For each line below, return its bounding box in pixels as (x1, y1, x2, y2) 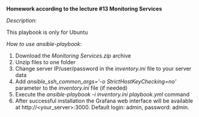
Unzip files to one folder (15, 59, 76, 65)
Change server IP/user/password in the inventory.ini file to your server (15, 65, 192, 72)
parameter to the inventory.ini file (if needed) (15, 84, 128, 92)
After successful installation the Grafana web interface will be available (15, 97, 194, 104)
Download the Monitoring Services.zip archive (15, 52, 131, 59)
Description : (6, 17, 37, 24)
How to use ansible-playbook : (6, 41, 82, 47)
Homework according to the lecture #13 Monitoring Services (6, 5, 162, 12)
